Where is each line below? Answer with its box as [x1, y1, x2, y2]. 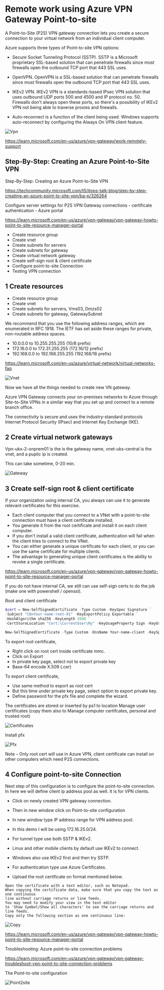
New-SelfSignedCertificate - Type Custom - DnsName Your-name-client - [5, 630, 150, 635]
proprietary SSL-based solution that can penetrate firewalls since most [12, 59, 155, 65]
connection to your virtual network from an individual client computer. [5, 35, 145, 41]
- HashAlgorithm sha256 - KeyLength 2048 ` [5, 616, 91, 621]
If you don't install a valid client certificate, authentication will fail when [12, 533, 155, 539]
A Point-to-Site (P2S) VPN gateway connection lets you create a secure [5, 30, 149, 36]
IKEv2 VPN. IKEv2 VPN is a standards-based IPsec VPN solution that [12, 89, 150, 94]
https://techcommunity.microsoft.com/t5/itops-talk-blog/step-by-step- [5, 188, 147, 193]
